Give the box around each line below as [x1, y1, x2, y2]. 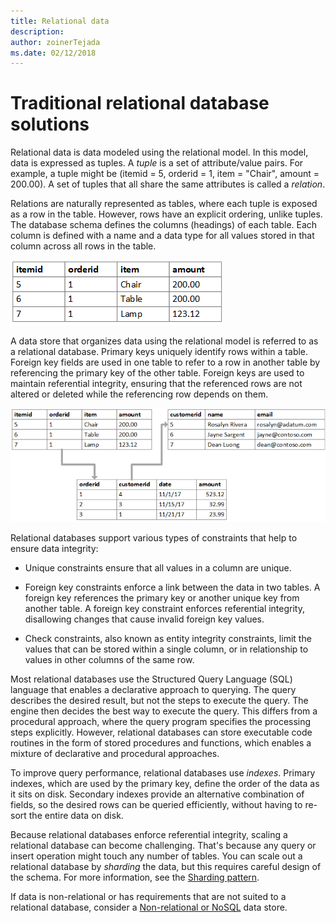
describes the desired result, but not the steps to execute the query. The [10, 694, 309, 706]
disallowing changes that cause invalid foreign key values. [24, 613, 265, 625]
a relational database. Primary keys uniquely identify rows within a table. [10, 346, 309, 358]
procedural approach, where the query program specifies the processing [10, 715, 312, 727]
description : [10, 26, 65, 37]
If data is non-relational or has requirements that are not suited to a [10, 890, 287, 902]
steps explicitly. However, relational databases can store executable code [10, 726, 313, 738]
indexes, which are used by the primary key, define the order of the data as [10, 777, 320, 789]
